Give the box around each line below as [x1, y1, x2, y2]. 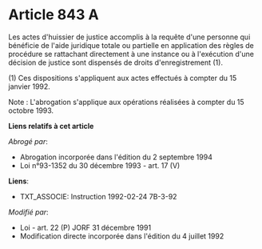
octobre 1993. [8, 106, 54, 115]
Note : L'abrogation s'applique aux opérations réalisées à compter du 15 [8, 97, 245, 106]
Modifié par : [8, 207, 50, 217]
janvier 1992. [8, 82, 50, 91]
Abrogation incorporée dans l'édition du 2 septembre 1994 [19, 152, 213, 162]
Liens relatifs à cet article [8, 121, 94, 131]
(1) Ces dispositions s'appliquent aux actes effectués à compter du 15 [8, 73, 237, 82]
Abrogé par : [8, 136, 48, 146]
